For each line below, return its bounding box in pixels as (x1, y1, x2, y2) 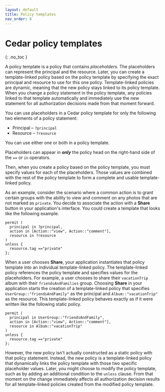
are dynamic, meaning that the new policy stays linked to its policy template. (5, 85, 160, 91)
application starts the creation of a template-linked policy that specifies (5, 286, 150, 292)
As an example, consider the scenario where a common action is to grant (5, 190, 154, 196)
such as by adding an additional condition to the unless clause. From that (5, 371, 154, 377)
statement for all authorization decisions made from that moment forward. (5, 100, 155, 106)
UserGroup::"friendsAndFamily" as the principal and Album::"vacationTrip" (5, 291, 158, 297)
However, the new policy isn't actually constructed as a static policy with (5, 350, 153, 356)
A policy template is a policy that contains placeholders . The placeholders (5, 64, 155, 70)
